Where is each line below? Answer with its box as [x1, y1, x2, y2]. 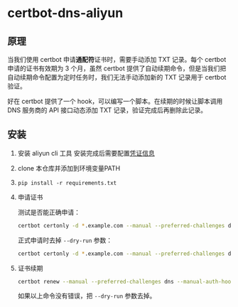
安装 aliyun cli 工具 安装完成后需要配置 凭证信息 [17, 149, 155, 157]
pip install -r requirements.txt [17, 179, 117, 186]
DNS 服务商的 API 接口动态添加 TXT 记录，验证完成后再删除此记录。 [7, 106, 207, 114]
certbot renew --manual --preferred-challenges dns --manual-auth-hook [17, 278, 234, 285]
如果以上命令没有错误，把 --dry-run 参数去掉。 [17, 291, 156, 300]
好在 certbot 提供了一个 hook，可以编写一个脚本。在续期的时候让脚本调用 [7, 97, 223, 105]
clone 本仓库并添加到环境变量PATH [17, 163, 121, 172]
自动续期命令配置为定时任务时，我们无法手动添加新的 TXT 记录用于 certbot [7, 73, 227, 81]
